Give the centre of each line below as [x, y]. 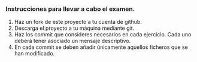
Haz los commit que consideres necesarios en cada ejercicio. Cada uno [103, 35]
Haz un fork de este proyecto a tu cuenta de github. [78, 22]
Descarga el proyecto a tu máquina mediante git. [74, 28]
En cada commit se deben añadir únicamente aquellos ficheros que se [101, 47]
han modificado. [34, 54]
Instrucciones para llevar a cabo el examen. [70, 9]
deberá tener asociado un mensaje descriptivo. [72, 41]
